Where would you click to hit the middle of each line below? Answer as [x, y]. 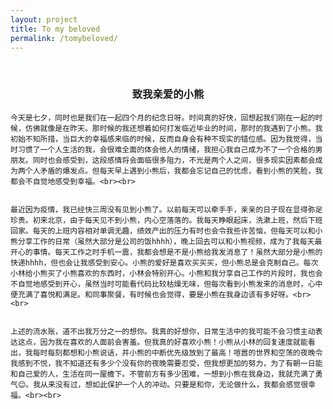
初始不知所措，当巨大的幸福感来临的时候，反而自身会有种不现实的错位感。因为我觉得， [163, 139]
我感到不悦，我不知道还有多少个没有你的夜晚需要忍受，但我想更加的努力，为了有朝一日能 [166, 363]
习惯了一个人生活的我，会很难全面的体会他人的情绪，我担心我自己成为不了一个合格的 [166, 149]
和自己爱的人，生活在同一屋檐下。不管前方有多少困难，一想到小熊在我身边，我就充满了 [163, 374]
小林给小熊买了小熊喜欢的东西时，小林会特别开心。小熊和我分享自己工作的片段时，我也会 [166, 273]
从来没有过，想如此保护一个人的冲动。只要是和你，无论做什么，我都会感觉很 [174, 384]
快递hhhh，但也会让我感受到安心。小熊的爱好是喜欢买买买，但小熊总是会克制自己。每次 [164, 262]
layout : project [44, 19]
